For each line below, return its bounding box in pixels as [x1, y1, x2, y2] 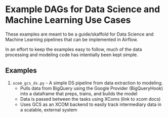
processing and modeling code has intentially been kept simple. [5, 52, 138, 58]
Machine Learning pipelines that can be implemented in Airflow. [5, 36, 138, 43]
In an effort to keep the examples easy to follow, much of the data [5, 46, 142, 52]
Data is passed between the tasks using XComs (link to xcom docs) [20, 96, 161, 102]
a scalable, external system [20, 106, 77, 112]
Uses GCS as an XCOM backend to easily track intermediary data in [20, 101, 162, 107]
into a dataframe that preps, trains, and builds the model [20, 90, 138, 97]
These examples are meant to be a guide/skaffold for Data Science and [5, 31, 154, 37]
